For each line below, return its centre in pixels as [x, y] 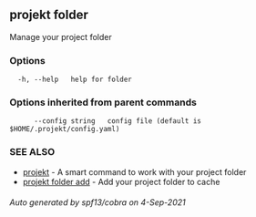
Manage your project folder [61, 36]
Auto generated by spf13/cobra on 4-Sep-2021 [97, 202]
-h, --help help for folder [75, 80]
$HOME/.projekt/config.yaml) [65, 129]
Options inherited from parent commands [103, 102]
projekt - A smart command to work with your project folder [134, 171]
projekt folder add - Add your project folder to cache [121, 181]
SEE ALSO [32, 152]
